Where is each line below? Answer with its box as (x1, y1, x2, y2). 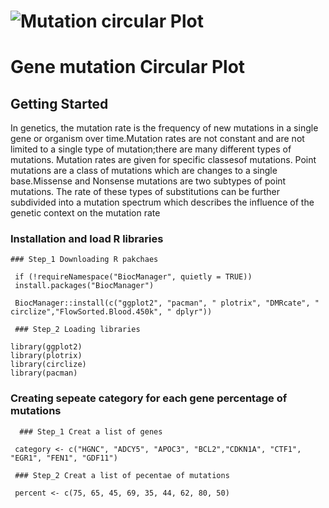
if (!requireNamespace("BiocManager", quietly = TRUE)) (14, 272, 253, 282)
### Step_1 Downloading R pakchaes (10, 255, 159, 265)
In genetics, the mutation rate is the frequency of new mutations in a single (10, 122, 319, 134)
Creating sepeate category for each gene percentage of (10, 391, 288, 405)
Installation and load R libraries (10, 232, 164, 246)
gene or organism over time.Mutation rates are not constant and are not (10, 133, 305, 145)
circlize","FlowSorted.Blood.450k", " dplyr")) (10, 307, 213, 317)
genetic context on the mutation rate (10, 207, 161, 219)
